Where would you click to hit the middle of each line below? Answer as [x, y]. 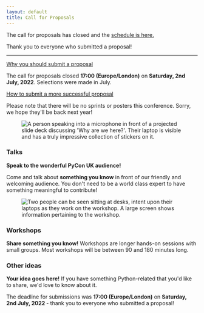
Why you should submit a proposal [49, 64]
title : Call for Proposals [40, 18]
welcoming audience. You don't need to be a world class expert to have [96, 183]
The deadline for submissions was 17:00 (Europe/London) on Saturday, [97, 297]
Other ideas [24, 266]
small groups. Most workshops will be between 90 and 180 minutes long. [97, 250]
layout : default [27, 12]
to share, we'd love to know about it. [52, 285]
